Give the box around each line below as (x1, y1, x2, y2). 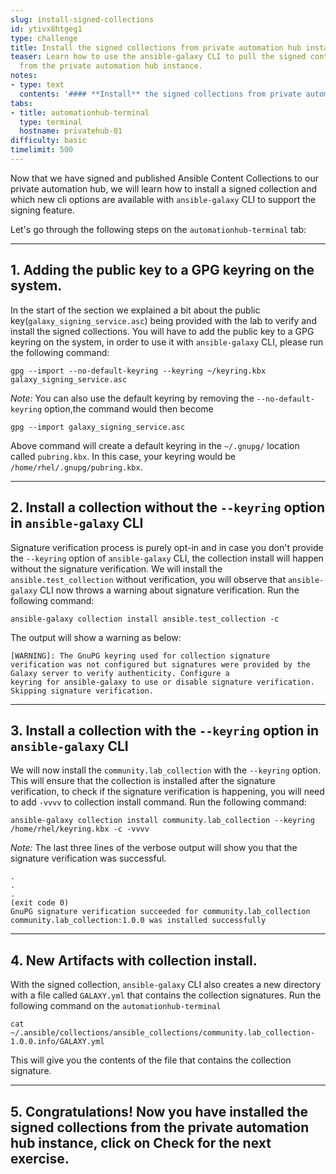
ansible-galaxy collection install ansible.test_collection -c (10, 614, 280, 624)
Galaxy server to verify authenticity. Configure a (10, 668, 230, 678)
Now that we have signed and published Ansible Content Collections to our (10, 172, 320, 184)
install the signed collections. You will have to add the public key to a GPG (10, 325, 315, 337)
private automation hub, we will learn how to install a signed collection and (10, 182, 318, 195)
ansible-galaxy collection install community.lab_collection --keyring (10, 816, 315, 826)
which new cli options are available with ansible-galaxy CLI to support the (10, 193, 317, 205)
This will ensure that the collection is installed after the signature (10, 775, 276, 787)
